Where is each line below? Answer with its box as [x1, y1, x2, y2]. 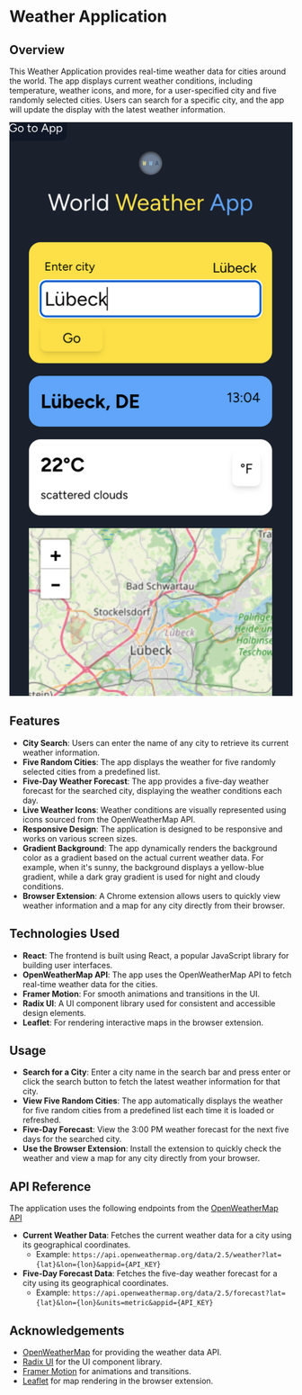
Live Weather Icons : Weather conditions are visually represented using [22, 804, 287, 815]
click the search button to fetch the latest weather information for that [22, 1076, 280, 1087]
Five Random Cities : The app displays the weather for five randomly [22, 756, 276, 767]
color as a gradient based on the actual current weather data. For [22, 852, 264, 863]
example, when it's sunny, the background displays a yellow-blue [22, 861, 265, 872]
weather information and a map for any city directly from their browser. [22, 900, 286, 911]
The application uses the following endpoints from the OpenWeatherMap [9, 1203, 279, 1214]
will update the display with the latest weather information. [9, 104, 226, 114]
